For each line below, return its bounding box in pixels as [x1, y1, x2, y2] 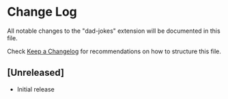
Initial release [16, 85, 55, 93]
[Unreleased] [7, 67, 65, 79]
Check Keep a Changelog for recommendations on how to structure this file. [7, 47, 222, 55]
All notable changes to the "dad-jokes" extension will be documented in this [7, 27, 220, 35]
